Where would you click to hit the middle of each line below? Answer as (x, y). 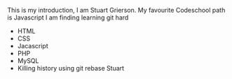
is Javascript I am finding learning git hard (68, 17)
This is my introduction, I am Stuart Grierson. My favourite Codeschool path (116, 10)
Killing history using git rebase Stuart (71, 68)
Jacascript (33, 46)
